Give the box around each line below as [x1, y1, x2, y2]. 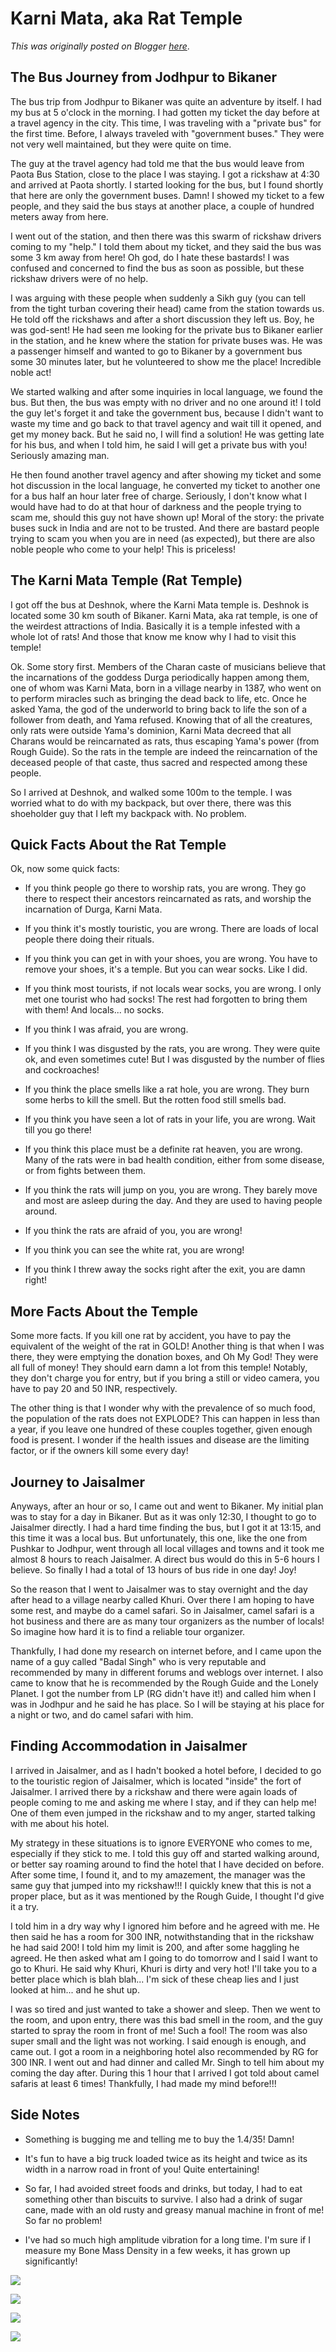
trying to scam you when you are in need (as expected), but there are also [10, 532, 316, 544]
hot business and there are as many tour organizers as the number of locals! [10, 1615, 325, 1627]
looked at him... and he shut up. [10, 1983, 140, 1996]
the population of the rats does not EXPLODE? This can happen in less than [10, 1413, 321, 1425]
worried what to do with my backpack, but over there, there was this [10, 797, 292, 809]
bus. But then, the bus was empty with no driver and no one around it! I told [10, 396, 322, 408]
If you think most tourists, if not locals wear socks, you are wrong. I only [24, 983, 322, 995]
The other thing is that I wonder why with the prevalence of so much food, [10, 1402, 316, 1414]
